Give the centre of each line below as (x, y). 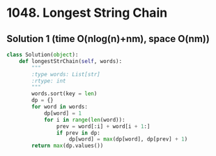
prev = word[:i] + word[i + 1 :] (103, 126)
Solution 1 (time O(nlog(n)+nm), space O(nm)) (108, 39)
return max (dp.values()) (68, 146)
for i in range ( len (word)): (85, 120)
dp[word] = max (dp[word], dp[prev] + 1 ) (128, 139)
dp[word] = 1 (62, 113)
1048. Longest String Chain (87, 13)
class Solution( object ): (43, 55)
